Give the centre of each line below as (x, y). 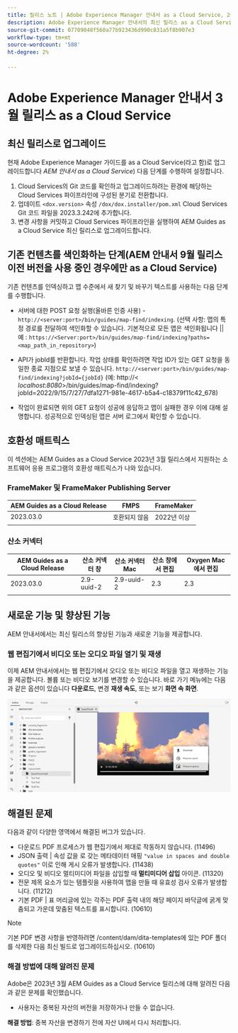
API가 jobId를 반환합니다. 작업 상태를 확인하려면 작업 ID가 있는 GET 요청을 (120, 359)
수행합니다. (30, 295)
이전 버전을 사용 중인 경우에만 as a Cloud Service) (112, 268)
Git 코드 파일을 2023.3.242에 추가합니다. (74, 212)
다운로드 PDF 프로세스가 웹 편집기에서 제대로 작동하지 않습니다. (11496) (117, 847)
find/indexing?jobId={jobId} (61, 378)
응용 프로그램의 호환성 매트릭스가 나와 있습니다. (97, 468)
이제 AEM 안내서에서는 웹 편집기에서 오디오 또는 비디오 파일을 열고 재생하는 (112, 671)
